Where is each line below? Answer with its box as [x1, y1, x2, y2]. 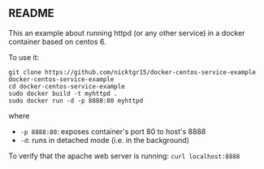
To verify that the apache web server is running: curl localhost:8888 [8, 150, 240, 161]
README [8, 6, 54, 20]
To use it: [8, 52, 40, 62]
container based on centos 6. [8, 37, 107, 46]
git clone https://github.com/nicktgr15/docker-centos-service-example [8, 68, 256, 76]
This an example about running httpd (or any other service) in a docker [8, 28, 245, 37]
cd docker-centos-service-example [8, 82, 126, 90]
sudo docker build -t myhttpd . [8, 89, 118, 97]
